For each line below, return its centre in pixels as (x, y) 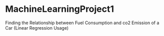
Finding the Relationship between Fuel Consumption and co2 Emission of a (82, 23)
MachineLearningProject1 (59, 9)
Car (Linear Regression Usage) (37, 28)
